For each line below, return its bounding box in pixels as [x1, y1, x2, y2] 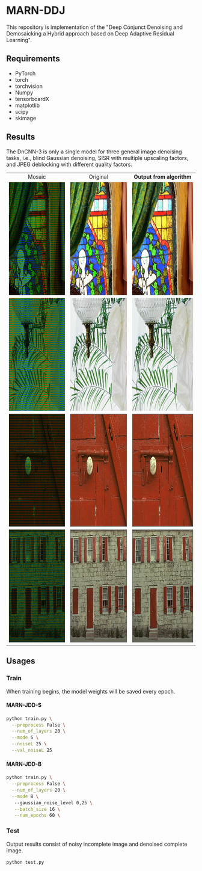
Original [88, 173, 108, 180]
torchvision [14, 82, 43, 90]
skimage [14, 114, 37, 122]
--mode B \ [11, 793, 39, 799]
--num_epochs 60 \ [14, 813, 61, 819]
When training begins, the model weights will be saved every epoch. [6, 688, 176, 695]
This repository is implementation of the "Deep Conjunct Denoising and [6, 23, 183, 31]
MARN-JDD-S [6, 701, 42, 709]
